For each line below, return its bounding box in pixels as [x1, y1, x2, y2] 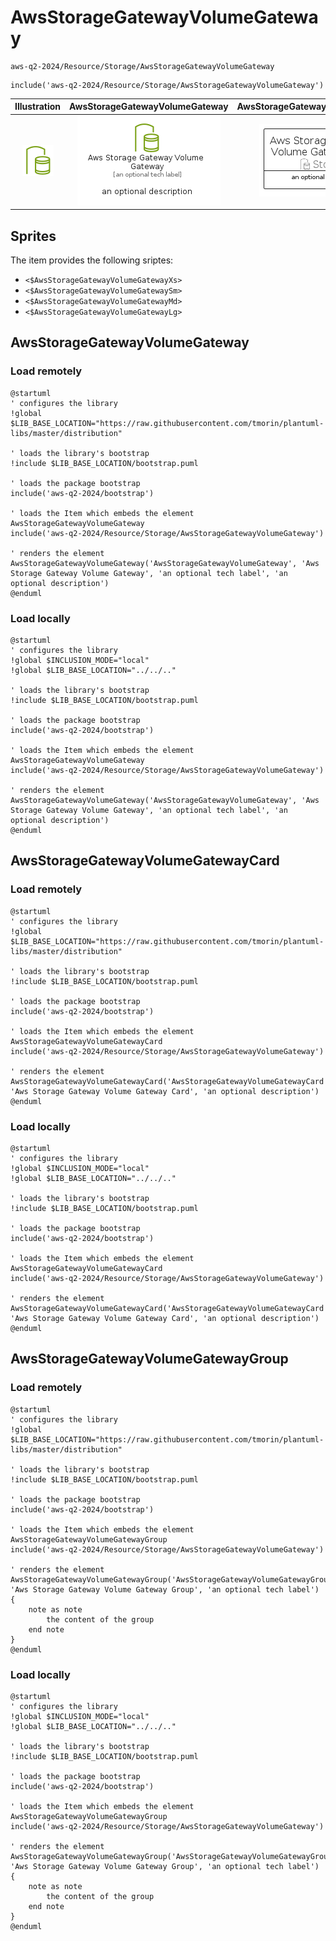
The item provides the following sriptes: [10, 254, 174, 266]
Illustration [14, 101, 62, 113]
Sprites [10, 227, 57, 245]
